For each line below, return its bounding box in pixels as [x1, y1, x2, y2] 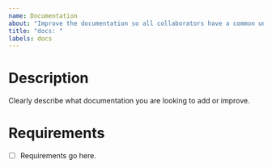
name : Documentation [8, 11, 79, 20]
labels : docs [8, 34, 53, 43]
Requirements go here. [19, 151, 97, 161]
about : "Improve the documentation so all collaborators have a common [8, 19, 255, 27]
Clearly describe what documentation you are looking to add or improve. [8, 96, 251, 106]
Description [8, 69, 89, 87]
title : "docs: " [8, 27, 63, 35]
